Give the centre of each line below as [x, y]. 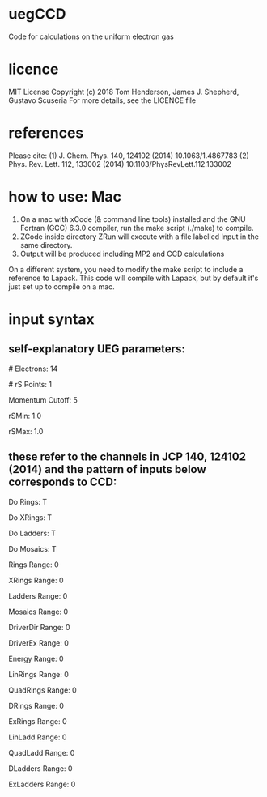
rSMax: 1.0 [26, 431]
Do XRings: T [30, 517]
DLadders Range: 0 [40, 768]
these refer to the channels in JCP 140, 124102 [127, 457]
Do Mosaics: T [32, 548]
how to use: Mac [65, 197]
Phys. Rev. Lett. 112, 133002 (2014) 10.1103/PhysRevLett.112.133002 [120, 164]
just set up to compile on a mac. [61, 286]
